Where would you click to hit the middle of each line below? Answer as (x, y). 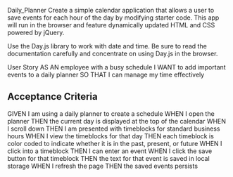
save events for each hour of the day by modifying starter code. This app (113, 18)
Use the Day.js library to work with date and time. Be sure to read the (107, 46)
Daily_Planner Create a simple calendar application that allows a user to (111, 10)
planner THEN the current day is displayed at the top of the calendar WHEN (117, 121)
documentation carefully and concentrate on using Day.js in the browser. (113, 53)
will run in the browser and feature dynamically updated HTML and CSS (111, 25)
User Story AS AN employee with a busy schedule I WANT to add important (117, 67)
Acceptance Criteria (52, 97)
